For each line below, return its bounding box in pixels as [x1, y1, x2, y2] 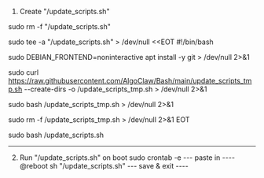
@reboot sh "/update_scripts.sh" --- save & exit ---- [19, 161, 189, 170]
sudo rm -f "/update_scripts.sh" [8, 22, 112, 31]
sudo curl [8, 68, 39, 77]
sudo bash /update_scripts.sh [8, 130, 104, 139]
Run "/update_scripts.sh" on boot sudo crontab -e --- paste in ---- [19, 153, 236, 162]
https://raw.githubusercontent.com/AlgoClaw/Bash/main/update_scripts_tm [8, 76, 252, 85]
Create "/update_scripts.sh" [19, 7, 110, 16]
